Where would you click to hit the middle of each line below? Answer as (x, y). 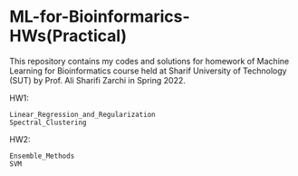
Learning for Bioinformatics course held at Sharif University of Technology (148, 71)
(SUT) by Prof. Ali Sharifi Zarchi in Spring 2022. (97, 80)
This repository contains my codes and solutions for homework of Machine (149, 61)
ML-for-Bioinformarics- (100, 17)
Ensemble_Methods (42, 156)
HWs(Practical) (68, 36)
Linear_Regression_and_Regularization (82, 114)
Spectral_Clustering (48, 122)
